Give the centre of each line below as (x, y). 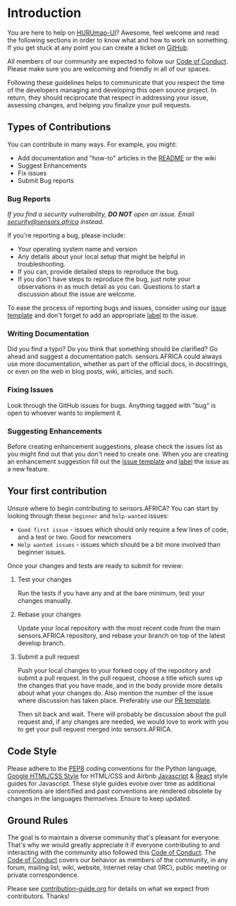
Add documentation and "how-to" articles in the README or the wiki (117, 158)
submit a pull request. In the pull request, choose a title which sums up (120, 678)
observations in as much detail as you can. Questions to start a (109, 287)
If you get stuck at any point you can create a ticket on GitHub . (98, 47)
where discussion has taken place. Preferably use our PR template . (114, 700)
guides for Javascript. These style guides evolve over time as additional (112, 783)
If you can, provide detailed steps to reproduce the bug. (98, 272)
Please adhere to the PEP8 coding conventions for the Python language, (112, 768)
